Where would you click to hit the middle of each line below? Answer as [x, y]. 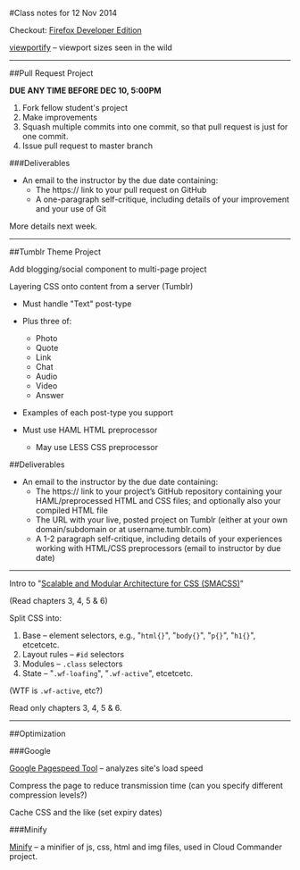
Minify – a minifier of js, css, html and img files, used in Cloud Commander [146, 847]
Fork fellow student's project [75, 108]
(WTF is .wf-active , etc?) [56, 690]
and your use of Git [71, 209]
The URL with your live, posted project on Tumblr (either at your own [162, 520]
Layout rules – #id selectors [73, 654]
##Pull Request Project [51, 73]
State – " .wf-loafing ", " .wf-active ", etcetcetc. [108, 673]
